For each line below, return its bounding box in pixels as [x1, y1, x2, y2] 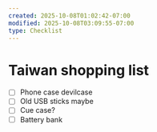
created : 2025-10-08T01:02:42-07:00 [8, 11, 131, 20]
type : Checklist [8, 26, 62, 34]
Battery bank [19, 114, 62, 124]
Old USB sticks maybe [19, 97, 94, 106]
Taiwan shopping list [8, 61, 150, 79]
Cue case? [19, 106, 56, 115]
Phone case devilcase [19, 87, 93, 97]
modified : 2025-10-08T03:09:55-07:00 [8, 19, 135, 27]
